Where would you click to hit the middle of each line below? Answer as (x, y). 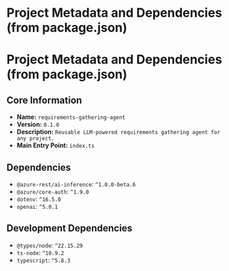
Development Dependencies (70, 228)
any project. (35, 139)
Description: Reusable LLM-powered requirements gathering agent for (118, 132)
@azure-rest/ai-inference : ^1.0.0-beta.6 (76, 184)
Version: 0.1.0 (38, 124)
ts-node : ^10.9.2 (40, 252)
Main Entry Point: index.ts (55, 145)
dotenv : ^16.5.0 (39, 199)
